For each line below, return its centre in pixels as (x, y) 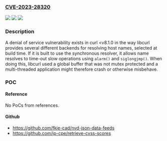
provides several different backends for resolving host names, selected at (81, 48)
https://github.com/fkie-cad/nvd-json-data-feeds (63, 128)
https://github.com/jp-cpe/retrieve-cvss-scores (62, 133)
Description (20, 32)
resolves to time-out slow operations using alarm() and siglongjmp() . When (83, 58)
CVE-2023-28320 (28, 7)
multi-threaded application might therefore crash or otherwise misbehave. (81, 69)
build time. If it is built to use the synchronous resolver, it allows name (77, 53)
